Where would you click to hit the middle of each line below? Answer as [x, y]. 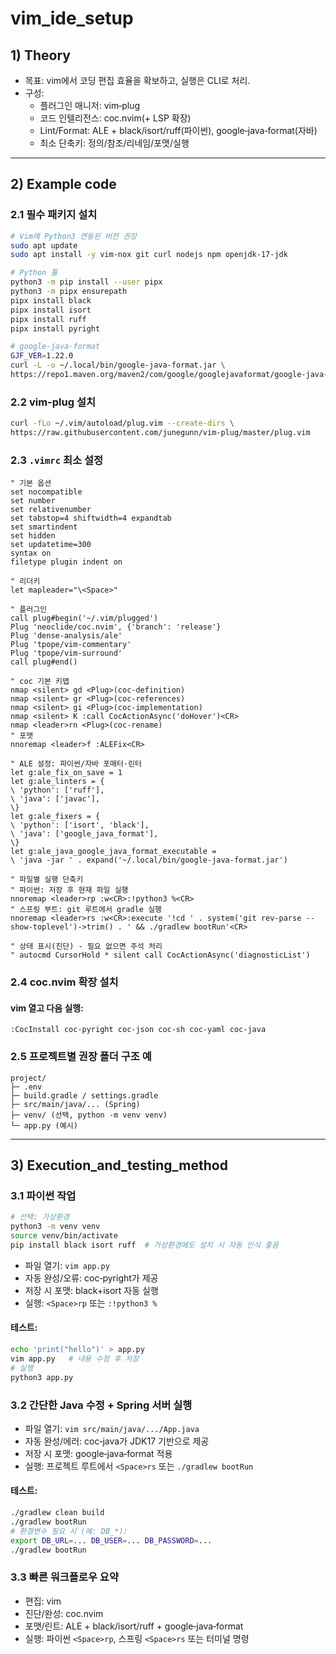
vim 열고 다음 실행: [47, 1008]
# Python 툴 [34, 273]
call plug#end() [44, 662]
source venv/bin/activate [64, 1236]
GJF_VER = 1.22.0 [42, 356]
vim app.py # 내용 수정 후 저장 [75, 1358]
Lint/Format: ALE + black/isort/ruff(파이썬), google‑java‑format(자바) [178, 130]
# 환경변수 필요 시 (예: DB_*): [69, 1531]
